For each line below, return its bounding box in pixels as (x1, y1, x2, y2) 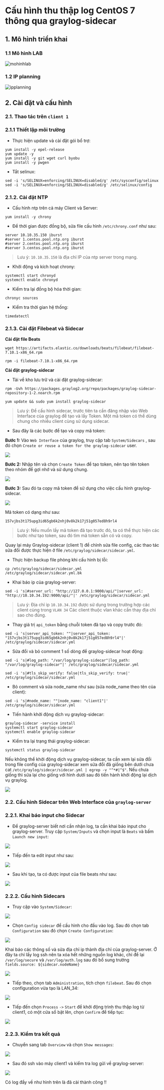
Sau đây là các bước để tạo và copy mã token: (12, 428, 106, 434)
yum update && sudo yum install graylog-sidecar (5, 399, 106, 404)
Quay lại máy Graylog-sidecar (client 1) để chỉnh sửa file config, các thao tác (5, 542, 160, 548)
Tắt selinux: (12, 169, 36, 175)
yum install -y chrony (5, 214, 51, 220)
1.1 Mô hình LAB (5, 50, 43, 57)
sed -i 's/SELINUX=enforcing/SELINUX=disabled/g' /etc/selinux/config (5, 182, 152, 187)
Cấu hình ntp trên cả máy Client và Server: (12, 205, 98, 211)
